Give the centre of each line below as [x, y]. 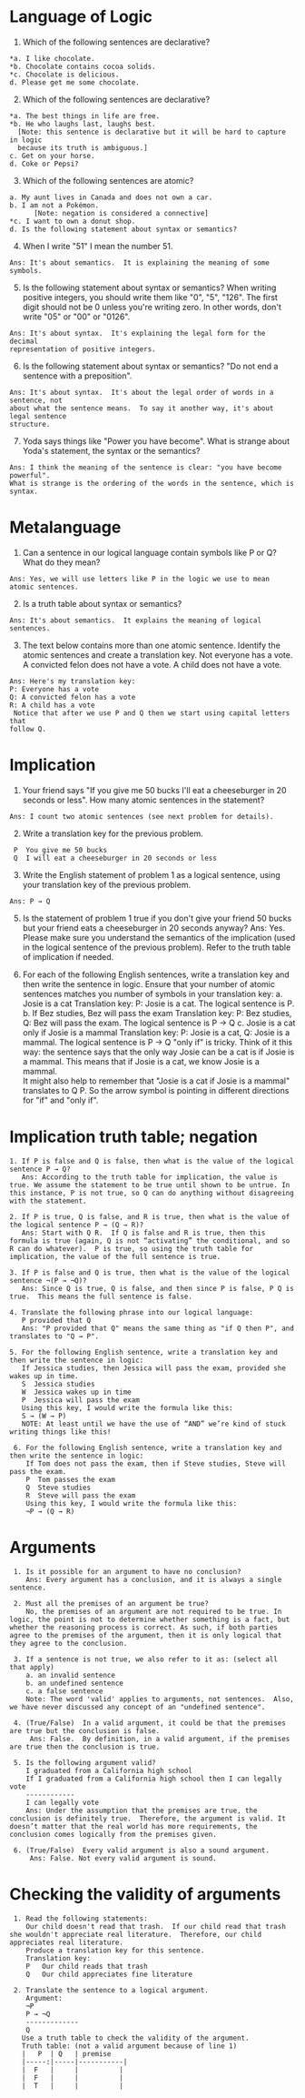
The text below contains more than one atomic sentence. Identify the [152, 645]
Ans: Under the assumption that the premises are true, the [142, 1811]
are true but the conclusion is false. [85, 1730]
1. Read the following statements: [80, 1918]
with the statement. [49, 1201]
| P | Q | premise [66, 2053]
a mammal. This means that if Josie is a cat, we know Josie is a [141, 1061]
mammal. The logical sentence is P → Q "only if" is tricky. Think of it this [157, 1042]
